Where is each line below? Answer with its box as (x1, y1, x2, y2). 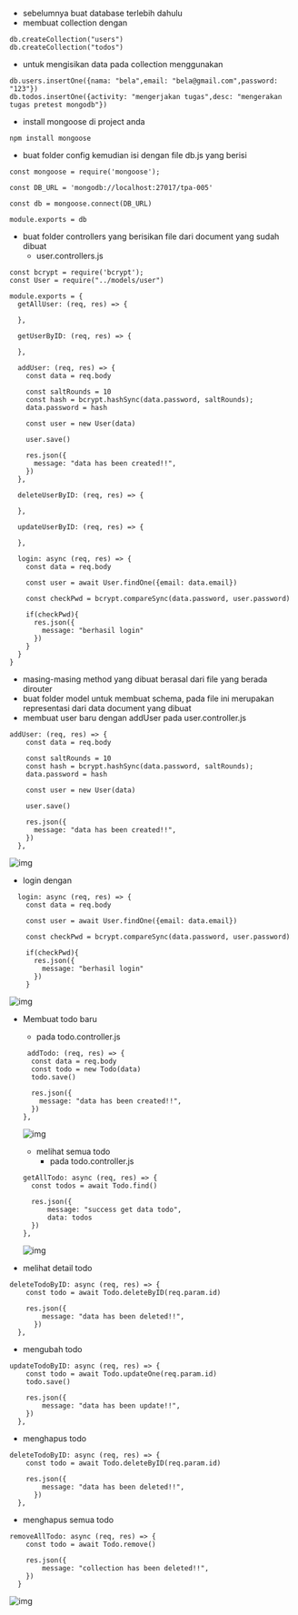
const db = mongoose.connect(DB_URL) (9, 199, 153, 208)
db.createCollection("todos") (9, 43, 124, 52)
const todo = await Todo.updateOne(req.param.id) (25, 1369, 218, 1379)
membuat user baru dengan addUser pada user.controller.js (22, 713, 247, 723)
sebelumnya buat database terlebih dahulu (22, 8, 184, 18)
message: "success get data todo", (46, 1205, 182, 1214)
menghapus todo (22, 1433, 87, 1444)
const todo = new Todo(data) (31, 1065, 142, 1074)
